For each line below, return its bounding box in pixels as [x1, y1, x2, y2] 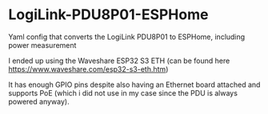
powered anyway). [8, 96, 70, 106]
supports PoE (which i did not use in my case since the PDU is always [8, 88, 238, 97]
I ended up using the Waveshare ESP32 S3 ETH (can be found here [8, 56, 230, 65]
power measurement [8, 40, 77, 49]
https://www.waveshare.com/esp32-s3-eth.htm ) [8, 64, 169, 73]
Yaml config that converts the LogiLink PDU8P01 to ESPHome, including [8, 32, 246, 41]
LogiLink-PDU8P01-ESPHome [8, 6, 209, 24]
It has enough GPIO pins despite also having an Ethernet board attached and [8, 80, 261, 89]
